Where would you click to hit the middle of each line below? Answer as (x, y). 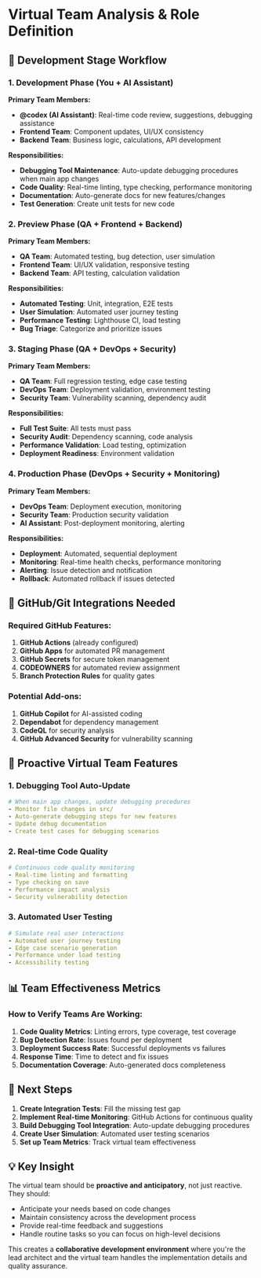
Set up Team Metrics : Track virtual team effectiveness (107, 1142)
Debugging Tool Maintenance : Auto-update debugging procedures (129, 170)
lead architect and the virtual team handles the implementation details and (128, 1258)
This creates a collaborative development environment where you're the (127, 1249)
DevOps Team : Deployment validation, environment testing (115, 390)
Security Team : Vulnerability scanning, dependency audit (112, 398)
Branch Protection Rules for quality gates (87, 676)
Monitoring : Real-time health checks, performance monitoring (120, 562)
